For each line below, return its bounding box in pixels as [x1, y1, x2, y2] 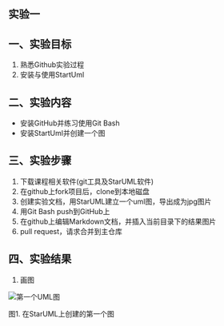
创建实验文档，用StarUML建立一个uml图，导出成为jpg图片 [19, 197, 212, 206]
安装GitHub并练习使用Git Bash [19, 118, 120, 128]
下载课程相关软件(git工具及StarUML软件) [19, 177, 154, 186]
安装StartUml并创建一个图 [19, 129, 106, 138]
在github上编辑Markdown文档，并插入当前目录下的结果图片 [19, 217, 217, 226]
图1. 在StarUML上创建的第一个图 [8, 308, 114, 318]
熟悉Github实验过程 [19, 60, 85, 70]
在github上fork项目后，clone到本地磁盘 [19, 186, 150, 196]
